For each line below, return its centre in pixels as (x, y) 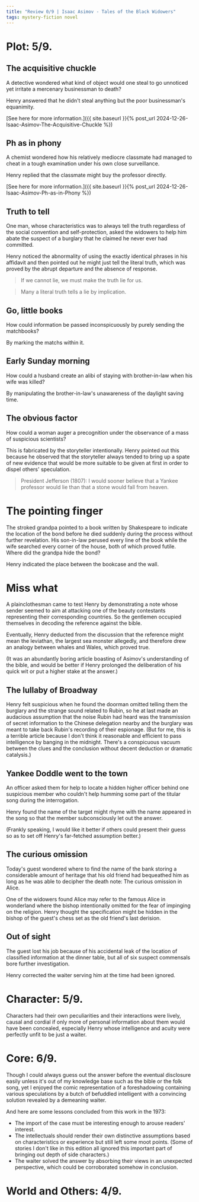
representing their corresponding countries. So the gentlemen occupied (94, 617)
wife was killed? (26, 382)
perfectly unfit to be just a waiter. (46, 1034)
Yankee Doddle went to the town (67, 774)
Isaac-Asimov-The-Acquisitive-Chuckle (54, 125)
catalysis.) (19, 755)
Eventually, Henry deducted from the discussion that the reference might (95, 635)
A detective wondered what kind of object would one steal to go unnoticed (97, 82)
